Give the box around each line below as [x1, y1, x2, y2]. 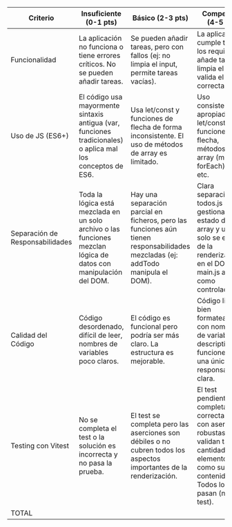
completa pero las [130, 419, 189, 429]
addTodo [130, 259, 160, 268]
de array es [130, 148, 168, 157]
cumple [196, 38, 222, 47]
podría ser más [130, 331, 180, 340]
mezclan [78, 242, 107, 251]
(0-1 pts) [85, 17, 117, 27]
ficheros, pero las [130, 215, 188, 225]
